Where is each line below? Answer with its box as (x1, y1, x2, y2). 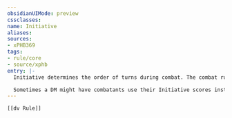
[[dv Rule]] (7, 105, 41, 112)
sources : (7, 36, 32, 43)
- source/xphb (7, 61, 48, 68)
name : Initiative (7, 23, 57, 29)
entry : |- (7, 67, 36, 74)
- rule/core (7, 55, 41, 62)
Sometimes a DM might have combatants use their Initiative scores (13, 86, 212, 93)
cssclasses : (7, 16, 41, 23)
